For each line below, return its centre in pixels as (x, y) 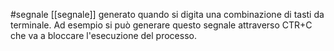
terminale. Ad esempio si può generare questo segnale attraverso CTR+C (161, 25)
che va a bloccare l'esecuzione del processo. (103, 35)
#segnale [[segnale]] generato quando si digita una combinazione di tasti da (167, 14)
